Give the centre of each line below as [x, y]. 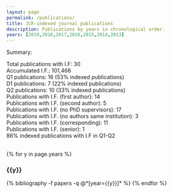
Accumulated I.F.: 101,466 [39, 70]
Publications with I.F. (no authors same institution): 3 [72, 116]
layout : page [23, 12]
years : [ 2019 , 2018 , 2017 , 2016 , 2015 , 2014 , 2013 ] [65, 35]
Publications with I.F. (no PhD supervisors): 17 [64, 110]
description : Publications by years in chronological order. [86, 29]
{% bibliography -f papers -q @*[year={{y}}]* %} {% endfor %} [87, 183]
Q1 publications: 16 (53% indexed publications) [65, 77]
